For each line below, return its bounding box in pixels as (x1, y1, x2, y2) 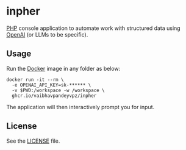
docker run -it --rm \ (6, 76, 64, 83)
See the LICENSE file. (6, 137, 60, 145)
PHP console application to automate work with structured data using (6, 24, 181, 32)
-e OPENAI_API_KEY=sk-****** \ (12, 82, 91, 88)
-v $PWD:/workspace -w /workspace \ (12, 87, 105, 93)
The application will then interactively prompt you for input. (6, 103, 155, 110)
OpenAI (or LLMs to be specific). (6, 30, 88, 38)
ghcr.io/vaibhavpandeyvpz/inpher (12, 93, 97, 99)
